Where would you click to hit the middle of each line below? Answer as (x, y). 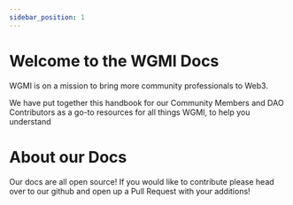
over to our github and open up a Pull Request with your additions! (130, 191)
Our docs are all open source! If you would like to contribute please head (142, 181)
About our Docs (68, 157)
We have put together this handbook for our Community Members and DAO (147, 102)
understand (30, 121)
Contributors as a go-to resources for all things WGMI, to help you (130, 112)
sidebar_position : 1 (47, 17)
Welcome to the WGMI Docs (114, 61)
